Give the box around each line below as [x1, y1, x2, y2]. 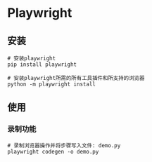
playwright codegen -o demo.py [7, 148, 99, 155]
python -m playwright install [7, 81, 96, 88]
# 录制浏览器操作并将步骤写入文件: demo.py [7, 142, 121, 149]
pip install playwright [7, 61, 77, 68]
